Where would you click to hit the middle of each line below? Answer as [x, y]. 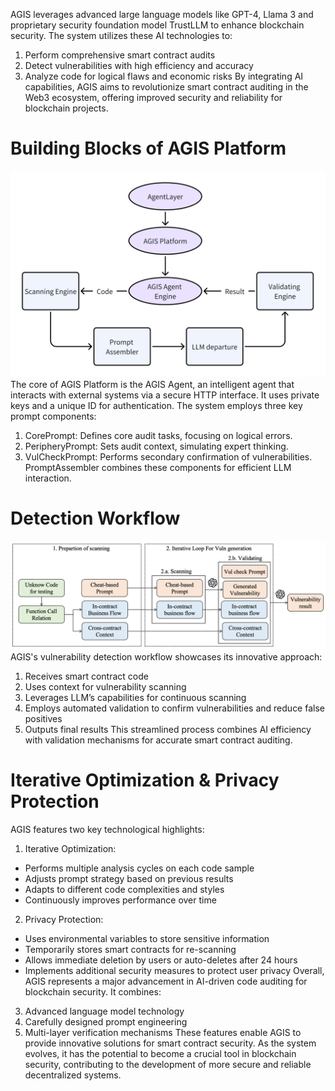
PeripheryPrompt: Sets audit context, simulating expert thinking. [156, 446]
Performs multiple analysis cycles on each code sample [139, 868]
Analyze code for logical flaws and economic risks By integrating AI [164, 76]
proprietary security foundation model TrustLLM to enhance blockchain [157, 25]
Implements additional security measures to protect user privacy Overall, [174, 970]
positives [43, 718]
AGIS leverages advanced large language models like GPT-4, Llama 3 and [162, 14]
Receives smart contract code [86, 676]
